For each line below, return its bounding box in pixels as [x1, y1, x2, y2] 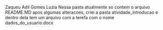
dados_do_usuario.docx [5, 20, 53, 26]
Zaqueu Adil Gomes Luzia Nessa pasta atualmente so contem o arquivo [5, 4, 150, 10]
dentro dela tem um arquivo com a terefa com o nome [5, 15, 115, 20]
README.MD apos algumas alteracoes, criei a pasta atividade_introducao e [5, 9, 159, 15]
